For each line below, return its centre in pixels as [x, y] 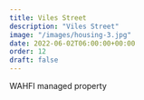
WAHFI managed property [58, 86]
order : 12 [28, 52]
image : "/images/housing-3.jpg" [70, 35]
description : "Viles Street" [64, 26]
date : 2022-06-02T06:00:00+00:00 [72, 43]
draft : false [34, 60]
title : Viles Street [48, 18]
